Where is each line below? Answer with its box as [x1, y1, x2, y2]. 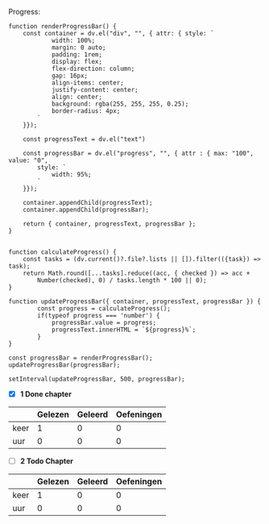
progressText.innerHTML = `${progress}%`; [51, 326, 197, 334]
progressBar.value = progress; [51, 318, 157, 326]
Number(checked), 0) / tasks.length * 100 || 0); [37, 277, 207, 285]
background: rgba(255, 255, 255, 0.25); [51, 100, 189, 108]
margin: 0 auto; [51, 44, 106, 52]
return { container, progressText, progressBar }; [23, 220, 197, 228]
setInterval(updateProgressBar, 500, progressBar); [8, 375, 185, 383]
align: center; [51, 93, 103, 101]
